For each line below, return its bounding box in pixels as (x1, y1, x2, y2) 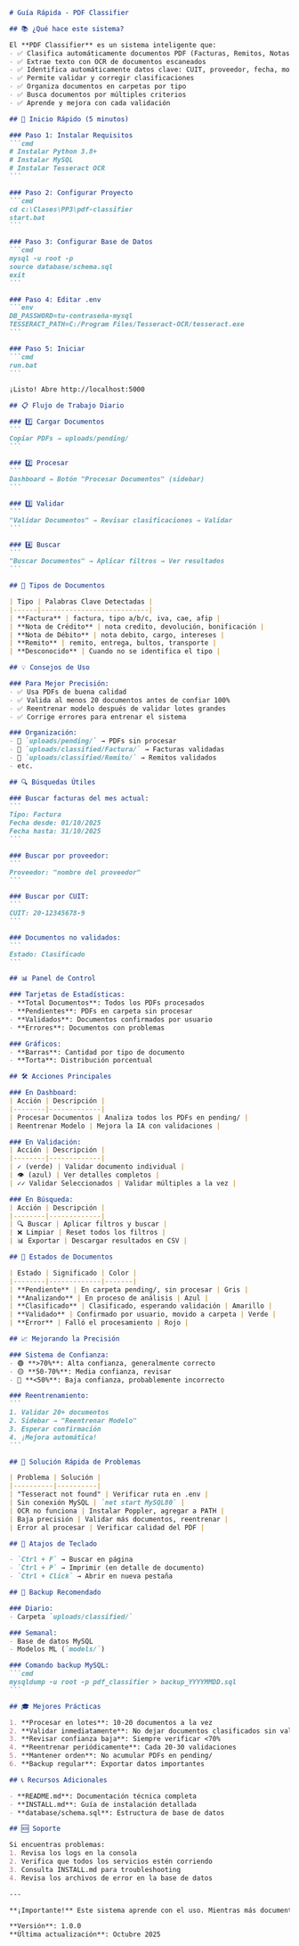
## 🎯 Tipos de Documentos (9, 581, 105, 590)
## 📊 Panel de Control (9, 974, 96, 983)
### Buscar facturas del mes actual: (9, 793, 149, 802)
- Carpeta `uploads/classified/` (9, 1612, 133, 1622)
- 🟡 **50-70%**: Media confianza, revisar (9, 1367, 172, 1376)
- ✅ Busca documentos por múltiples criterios (9, 90, 187, 99)
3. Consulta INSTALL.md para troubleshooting (9, 1865, 181, 1874)
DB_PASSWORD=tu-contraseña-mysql (9, 312, 133, 321)
